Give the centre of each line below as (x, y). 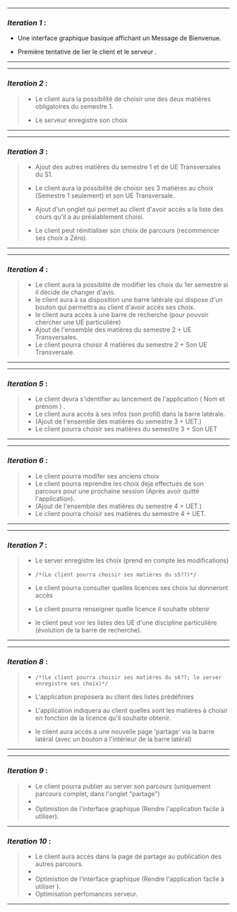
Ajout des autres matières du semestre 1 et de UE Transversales (128, 167)
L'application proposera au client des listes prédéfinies (114, 697)
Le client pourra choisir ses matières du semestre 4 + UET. (121, 513)
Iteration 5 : (28, 384)
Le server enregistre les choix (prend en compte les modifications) (132, 560)
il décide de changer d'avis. (75, 292)
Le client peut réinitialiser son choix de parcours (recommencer (127, 230)
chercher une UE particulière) (78, 323)
